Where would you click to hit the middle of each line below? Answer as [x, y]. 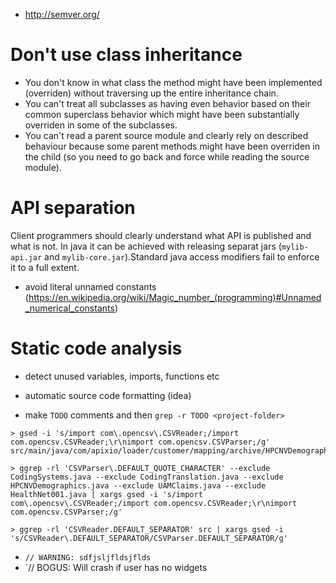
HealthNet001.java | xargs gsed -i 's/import [106, 494]
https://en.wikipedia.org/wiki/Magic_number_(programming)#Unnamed [175, 297]
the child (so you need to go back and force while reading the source [167, 156]
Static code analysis [96, 348]
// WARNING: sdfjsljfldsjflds [88, 557]
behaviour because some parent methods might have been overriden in [172, 146]
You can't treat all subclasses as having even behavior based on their [167, 103]
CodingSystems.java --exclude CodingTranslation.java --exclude [147, 477]
